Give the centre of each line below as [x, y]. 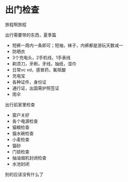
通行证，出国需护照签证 [36, 88]
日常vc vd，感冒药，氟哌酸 [39, 69]
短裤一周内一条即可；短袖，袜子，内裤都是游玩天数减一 [67, 45]
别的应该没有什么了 [24, 174]
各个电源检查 [25, 121]
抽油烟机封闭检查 [29, 158]
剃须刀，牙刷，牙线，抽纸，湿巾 [44, 64]
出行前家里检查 [20, 104]
